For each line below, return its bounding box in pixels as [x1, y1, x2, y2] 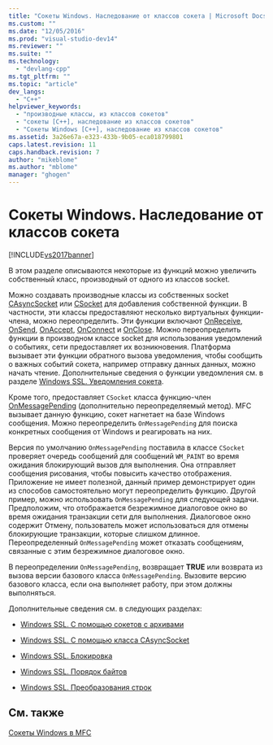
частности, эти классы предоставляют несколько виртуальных [8, 307, 229, 317]
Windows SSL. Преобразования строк [19, 682, 152, 692]
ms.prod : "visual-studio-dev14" [8, 34, 118, 43]
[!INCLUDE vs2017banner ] [8, 250, 95, 259]
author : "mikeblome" [8, 155, 79, 163]
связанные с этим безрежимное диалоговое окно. [8, 546, 185, 555]
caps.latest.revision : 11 [8, 140, 96, 149]
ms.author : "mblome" [8, 163, 79, 172]
